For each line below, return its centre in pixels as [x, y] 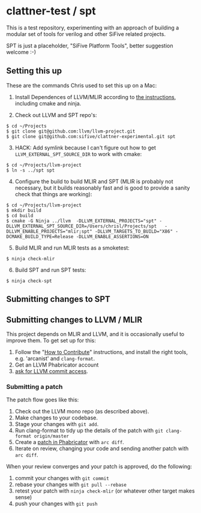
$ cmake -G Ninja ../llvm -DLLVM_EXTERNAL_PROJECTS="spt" [82, 221]
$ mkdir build [24, 210]
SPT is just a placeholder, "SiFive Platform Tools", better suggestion [90, 46]
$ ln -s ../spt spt [31, 170]
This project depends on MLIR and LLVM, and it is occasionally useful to [95, 334]
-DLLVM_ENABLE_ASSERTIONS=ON [112, 236]
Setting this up [34, 71]
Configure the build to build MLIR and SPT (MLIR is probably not [94, 181]
